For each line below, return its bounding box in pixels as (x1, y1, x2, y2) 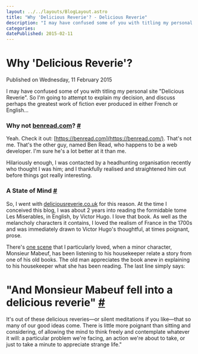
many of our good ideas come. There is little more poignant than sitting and (6, 322, 191, 329)
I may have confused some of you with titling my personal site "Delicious (6, 87, 184, 95)
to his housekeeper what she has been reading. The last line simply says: (6, 262, 186, 270)
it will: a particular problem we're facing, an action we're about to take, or (6, 334, 186, 342)
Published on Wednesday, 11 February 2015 (6, 76, 112, 83)
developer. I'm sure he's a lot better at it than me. (6, 148, 127, 155)
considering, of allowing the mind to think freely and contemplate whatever (6, 328, 190, 335)
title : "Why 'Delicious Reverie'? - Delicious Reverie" (6, 14, 147, 20)
